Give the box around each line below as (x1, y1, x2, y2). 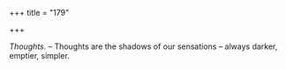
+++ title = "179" (9, 8, 70, 17)
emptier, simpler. (9, 51, 71, 60)
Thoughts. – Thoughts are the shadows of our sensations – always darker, (9, 41, 278, 52)
